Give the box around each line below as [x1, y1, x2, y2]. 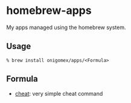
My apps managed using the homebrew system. [6, 24, 126, 31]
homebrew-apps [6, 4, 92, 18]
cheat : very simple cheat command [14, 90, 103, 97]
